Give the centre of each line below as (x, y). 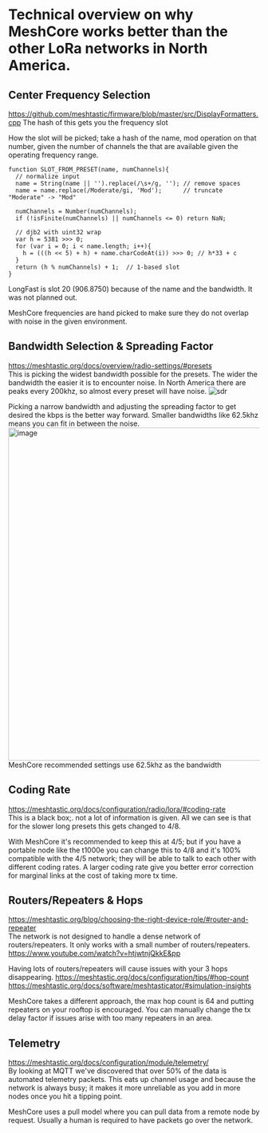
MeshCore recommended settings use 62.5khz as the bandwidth (115, 765)
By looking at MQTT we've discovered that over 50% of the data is (118, 1071)
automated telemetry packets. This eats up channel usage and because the (132, 1080)
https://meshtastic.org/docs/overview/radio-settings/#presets (110, 365)
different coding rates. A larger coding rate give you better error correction (131, 867)
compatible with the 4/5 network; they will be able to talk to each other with (132, 858)
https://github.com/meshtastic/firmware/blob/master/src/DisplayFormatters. (134, 114)
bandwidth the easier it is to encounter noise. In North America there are (127, 382)
